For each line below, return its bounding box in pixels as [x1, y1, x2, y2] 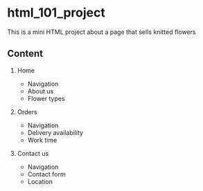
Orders [17, 107, 37, 116]
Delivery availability [27, 128, 84, 136]
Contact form [27, 170, 66, 178]
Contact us [17, 149, 49, 157]
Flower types [27, 94, 65, 102]
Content [7, 48, 44, 60]
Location [27, 177, 53, 185]
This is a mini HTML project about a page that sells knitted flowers [7, 28, 196, 36]
